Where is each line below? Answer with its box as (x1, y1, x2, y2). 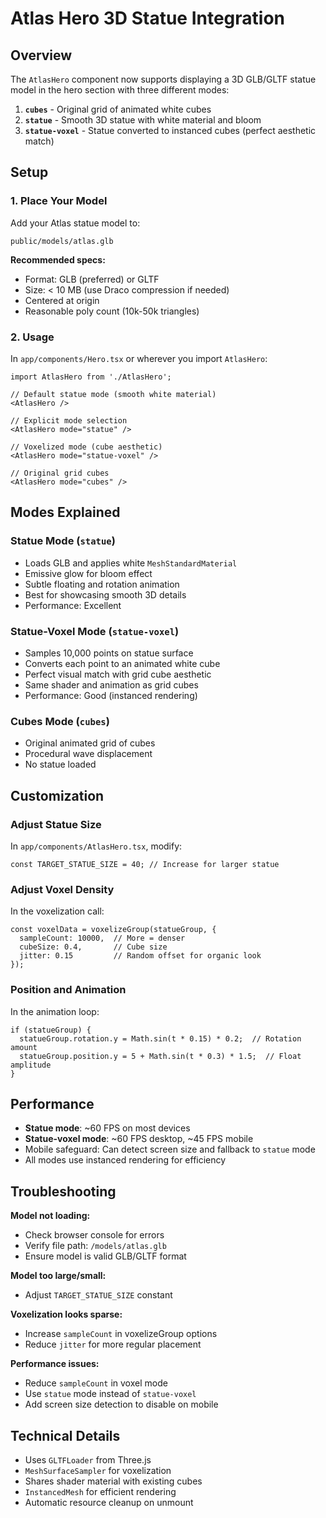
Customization (10, 787, 105, 804)
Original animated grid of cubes (24, 737, 156, 749)
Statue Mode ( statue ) (10, 534, 116, 548)
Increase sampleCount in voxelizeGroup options (24, 1328, 218, 1340)
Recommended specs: (10, 253, 106, 266)
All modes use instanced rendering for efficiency (24, 1154, 227, 1166)
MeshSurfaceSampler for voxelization (24, 1464, 172, 1476)
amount (10, 1042, 38, 1052)
